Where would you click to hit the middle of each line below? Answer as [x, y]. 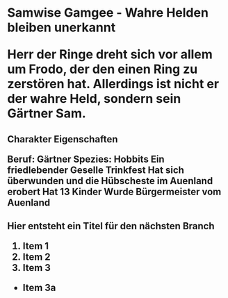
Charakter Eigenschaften [63, 139]
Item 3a [39, 287]
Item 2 [36, 257]
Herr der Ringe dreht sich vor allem [110, 55]
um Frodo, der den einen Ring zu [103, 69]
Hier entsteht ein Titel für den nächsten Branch [111, 226]
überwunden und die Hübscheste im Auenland [110, 181]
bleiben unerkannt [62, 27]
